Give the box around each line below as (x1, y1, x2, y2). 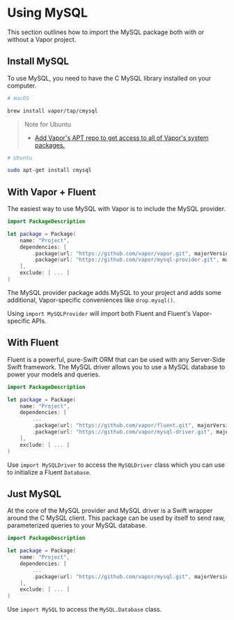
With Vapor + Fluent (7, 186, 96, 198)
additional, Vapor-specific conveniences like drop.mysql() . (7, 296, 175, 304)
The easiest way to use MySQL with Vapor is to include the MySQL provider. (7, 205, 226, 213)
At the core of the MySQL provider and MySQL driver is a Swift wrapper (7, 507, 213, 515)
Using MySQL (7, 5, 88, 21)
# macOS (7, 95, 30, 102)
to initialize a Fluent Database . (7, 468, 92, 476)
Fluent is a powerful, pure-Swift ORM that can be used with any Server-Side (7, 355, 226, 363)
